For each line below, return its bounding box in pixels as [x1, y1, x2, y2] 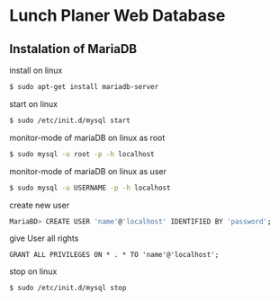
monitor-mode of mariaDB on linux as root [9, 132, 166, 143]
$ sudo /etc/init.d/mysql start [9, 116, 130, 125]
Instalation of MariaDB [9, 41, 138, 57]
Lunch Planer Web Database [9, 5, 226, 26]
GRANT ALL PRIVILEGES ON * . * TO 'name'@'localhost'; [9, 251, 220, 260]
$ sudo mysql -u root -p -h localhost [9, 149, 155, 158]
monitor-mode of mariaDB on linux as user [9, 165, 166, 176]
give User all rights [9, 233, 79, 243]
